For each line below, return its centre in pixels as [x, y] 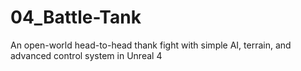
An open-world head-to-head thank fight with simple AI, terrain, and [151, 45]
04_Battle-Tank [76, 17]
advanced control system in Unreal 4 [86, 55]
